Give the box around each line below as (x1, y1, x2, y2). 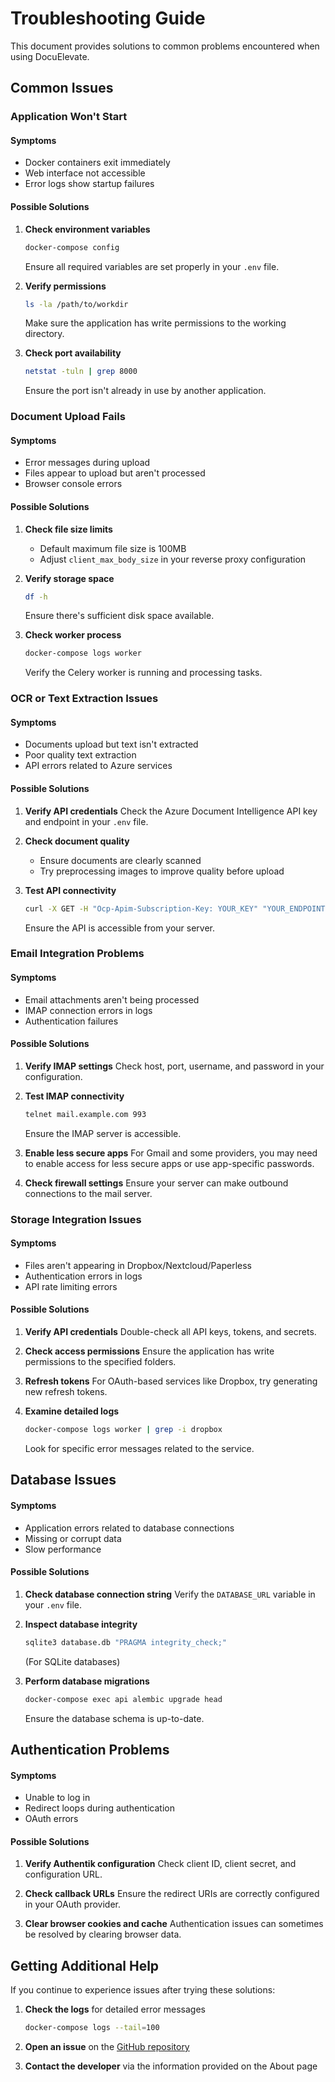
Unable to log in (24, 1792, 91, 1804)
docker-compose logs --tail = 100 (24, 2023, 160, 2033)
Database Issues (10, 1472, 117, 1489)
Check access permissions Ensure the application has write (24, 1345, 275, 1357)
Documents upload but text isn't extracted (24, 738, 199, 751)
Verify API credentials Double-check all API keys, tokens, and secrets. (24, 1326, 317, 1338)
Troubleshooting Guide (10, 7, 206, 30)
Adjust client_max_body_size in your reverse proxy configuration (39, 553, 307, 565)
